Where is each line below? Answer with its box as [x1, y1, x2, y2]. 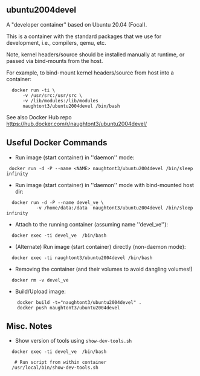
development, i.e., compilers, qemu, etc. [6, 39, 107, 46]
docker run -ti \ [11, 87, 56, 93]
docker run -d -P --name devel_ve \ [11, 199, 104, 205]
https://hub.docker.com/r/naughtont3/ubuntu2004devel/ [6, 120, 147, 127]
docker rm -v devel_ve [11, 277, 69, 283]
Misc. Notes [6, 321, 53, 332]
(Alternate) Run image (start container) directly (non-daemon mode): [15, 243, 186, 250]
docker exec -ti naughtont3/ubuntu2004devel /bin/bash [11, 254, 153, 261]
